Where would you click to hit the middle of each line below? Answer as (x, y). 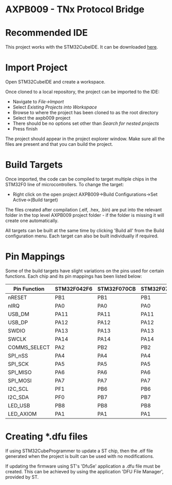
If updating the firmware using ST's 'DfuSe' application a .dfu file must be (83, 466)
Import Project (37, 68)
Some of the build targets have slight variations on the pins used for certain (85, 271)
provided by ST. (22, 477)
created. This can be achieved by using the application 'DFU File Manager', (84, 471)
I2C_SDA (18, 397)
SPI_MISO (20, 372)
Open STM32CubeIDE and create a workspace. (55, 82)
